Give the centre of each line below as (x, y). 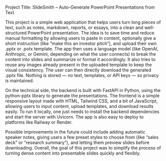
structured (16, 33)
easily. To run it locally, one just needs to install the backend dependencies (82, 111)
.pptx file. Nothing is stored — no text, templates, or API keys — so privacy (82, 75)
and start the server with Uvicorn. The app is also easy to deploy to (74, 117)
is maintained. (19, 80)
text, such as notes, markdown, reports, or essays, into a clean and (74, 27)
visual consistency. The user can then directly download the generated (78, 70)
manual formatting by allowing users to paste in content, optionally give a (80, 38)
